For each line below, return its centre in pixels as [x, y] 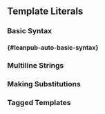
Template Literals [45, 11]
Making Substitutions [44, 84]
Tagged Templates [39, 102]
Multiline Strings [36, 65]
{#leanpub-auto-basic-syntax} [53, 47]
